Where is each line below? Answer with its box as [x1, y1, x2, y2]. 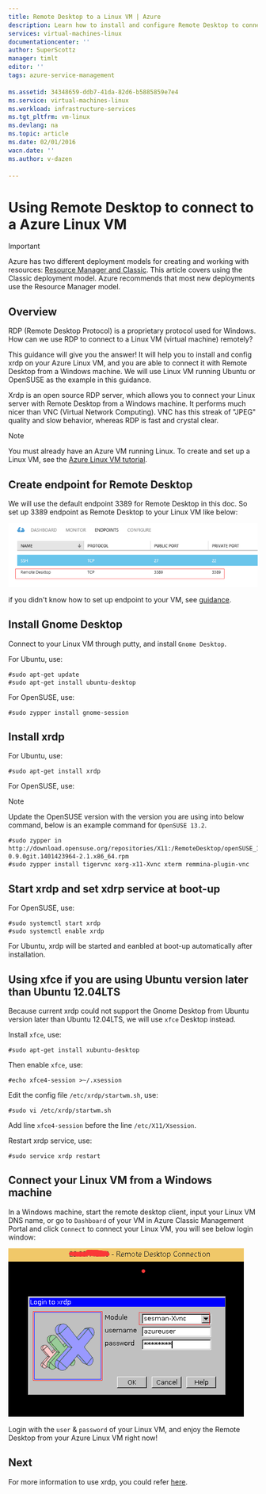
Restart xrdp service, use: [8, 1136, 93, 1145]
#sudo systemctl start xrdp [8, 919, 101, 927]
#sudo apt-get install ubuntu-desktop [8, 678, 136, 686]
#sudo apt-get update [8, 671, 80, 678]
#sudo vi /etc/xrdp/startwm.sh [8, 1106, 112, 1114]
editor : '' [8, 63, 44, 71]
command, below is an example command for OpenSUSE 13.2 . [8, 820, 207, 830]
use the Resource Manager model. [8, 282, 121, 292]
